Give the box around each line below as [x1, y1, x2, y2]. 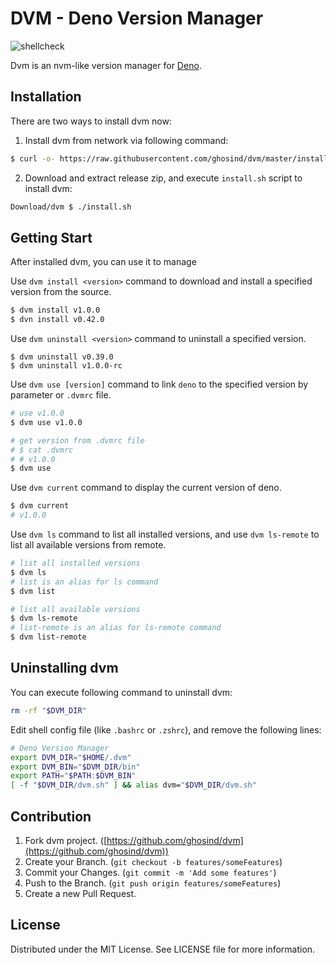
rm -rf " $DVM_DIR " [10, 705, 87, 716]
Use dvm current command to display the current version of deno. [10, 482, 282, 494]
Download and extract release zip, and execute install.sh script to [24, 172, 303, 184]
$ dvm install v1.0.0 [10, 305, 101, 316]
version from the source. [10, 286, 112, 298]
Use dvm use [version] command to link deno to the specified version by [10, 378, 309, 391]
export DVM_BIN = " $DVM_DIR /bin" [10, 762, 141, 772]
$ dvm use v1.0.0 [10, 417, 83, 427]
